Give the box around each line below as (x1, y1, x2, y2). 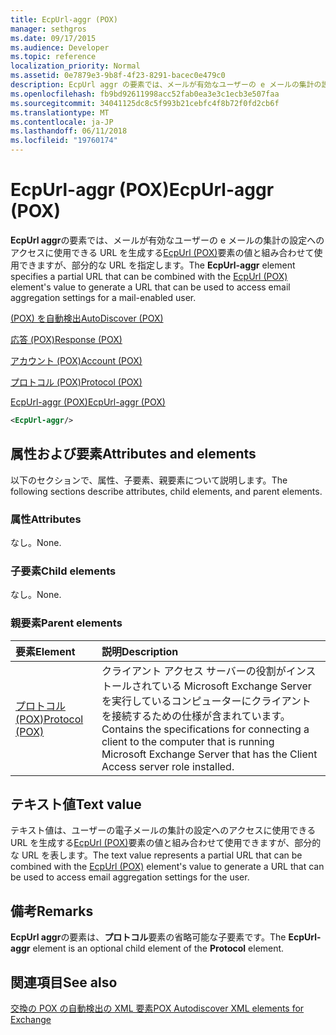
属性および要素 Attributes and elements (10, 446, 257, 463)
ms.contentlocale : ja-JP (10, 117, 114, 127)
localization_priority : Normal (10, 61, 141, 71)
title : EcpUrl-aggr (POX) (10, 14, 118, 25)
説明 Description (101, 644, 179, 658)
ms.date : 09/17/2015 (10, 33, 97, 43)
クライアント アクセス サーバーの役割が (101, 664, 287, 678)
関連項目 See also (10, 974, 118, 991)
